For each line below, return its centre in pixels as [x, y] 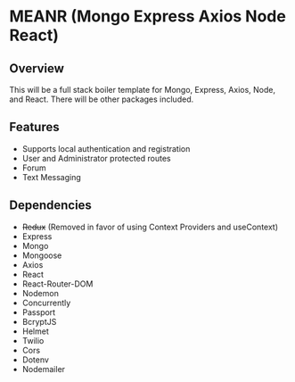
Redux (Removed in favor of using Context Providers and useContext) [150, 227]
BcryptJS [39, 321]
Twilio [33, 340]
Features [34, 127]
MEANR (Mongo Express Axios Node [148, 17]
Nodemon [41, 293]
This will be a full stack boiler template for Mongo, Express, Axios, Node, [143, 90]
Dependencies [50, 206]
